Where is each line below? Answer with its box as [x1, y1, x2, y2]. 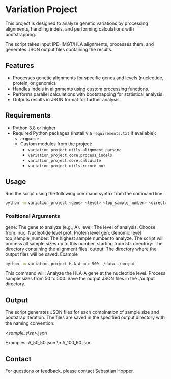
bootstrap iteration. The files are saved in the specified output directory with [5, 314, 165, 321]
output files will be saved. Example [5, 251, 78, 257]
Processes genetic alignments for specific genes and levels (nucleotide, [12, 75, 164, 81]
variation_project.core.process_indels [27, 153, 113, 158]
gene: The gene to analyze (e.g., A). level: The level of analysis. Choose [5, 224, 156, 230]
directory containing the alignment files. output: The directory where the [5, 246, 157, 252]
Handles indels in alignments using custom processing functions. [12, 85, 149, 92]
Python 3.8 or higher [12, 125, 56, 131]
